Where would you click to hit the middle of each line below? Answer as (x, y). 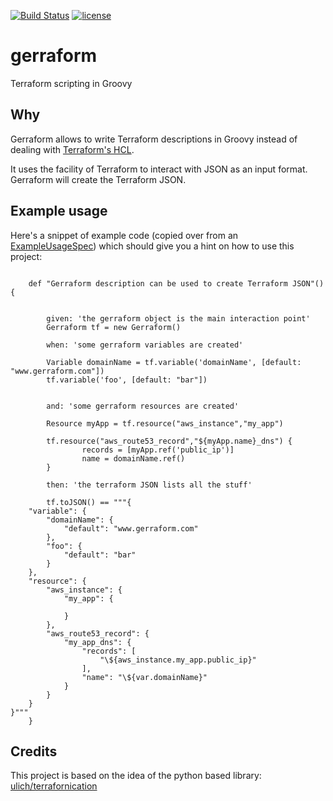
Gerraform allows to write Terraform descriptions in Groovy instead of (154, 139)
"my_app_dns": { (97, 642)
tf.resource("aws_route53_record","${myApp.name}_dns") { (169, 441)
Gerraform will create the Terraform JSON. (98, 179)
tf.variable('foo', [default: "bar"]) (127, 380)
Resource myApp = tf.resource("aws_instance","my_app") (165, 423)
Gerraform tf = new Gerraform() (114, 327)
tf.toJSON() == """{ (89, 502)
